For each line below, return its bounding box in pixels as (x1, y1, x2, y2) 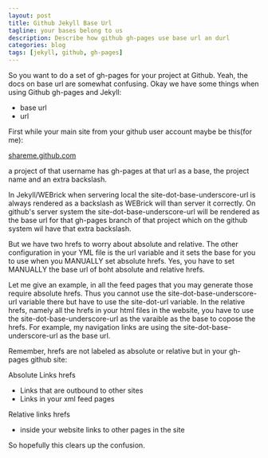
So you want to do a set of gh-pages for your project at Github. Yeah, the (8, 71, 249, 80)
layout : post (8, 11, 52, 20)
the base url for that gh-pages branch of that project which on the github (8, 216, 248, 225)
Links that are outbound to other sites (19, 386, 144, 395)
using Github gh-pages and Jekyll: (8, 88, 122, 96)
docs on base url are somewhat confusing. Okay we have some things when (8, 79, 259, 88)
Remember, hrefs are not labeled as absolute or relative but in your (8, 346, 227, 355)
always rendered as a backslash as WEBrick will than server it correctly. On (8, 198, 256, 208)
